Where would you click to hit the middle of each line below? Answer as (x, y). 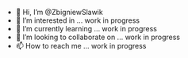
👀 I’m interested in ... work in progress (78, 20)
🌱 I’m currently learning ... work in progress (86, 29)
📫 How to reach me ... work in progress (81, 46)
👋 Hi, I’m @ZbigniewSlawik (59, 12)
